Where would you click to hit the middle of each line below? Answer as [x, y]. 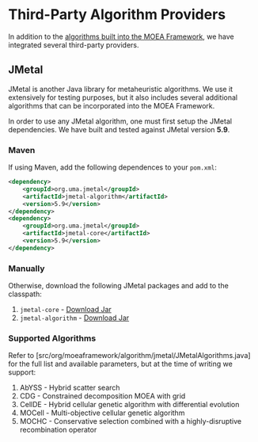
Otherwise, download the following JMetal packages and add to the [119, 286]
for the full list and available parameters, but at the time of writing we [121, 364]
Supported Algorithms [52, 338]
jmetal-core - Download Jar [66, 310]
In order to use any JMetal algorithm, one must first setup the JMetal [120, 121]
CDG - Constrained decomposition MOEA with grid [102, 396]
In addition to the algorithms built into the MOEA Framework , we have [121, 36]
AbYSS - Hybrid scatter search [70, 388]
